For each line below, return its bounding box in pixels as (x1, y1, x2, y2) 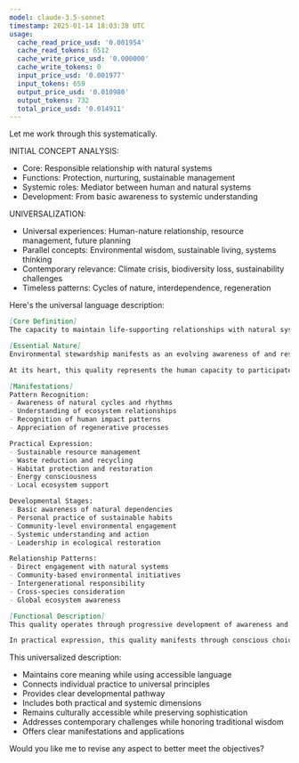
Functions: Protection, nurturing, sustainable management (21, 173, 236, 183)
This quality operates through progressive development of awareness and (9, 620, 289, 629)
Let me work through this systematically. (9, 128, 158, 139)
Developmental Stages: (9, 497, 93, 506)
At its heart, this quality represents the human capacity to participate (9, 366, 293, 375)
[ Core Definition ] (9, 317, 77, 326)
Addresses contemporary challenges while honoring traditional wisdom (21, 717, 284, 727)
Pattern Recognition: (9, 390, 90, 399)
